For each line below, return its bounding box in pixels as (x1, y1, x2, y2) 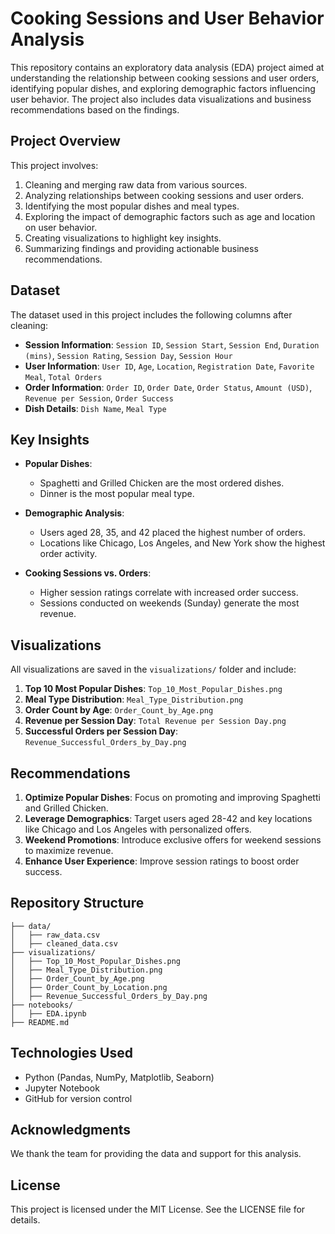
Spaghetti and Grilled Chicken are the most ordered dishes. (39, 477, 285, 489)
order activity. (39, 548, 98, 560)
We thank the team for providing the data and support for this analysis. (10, 1148, 302, 1160)
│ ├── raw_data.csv (10, 930, 101, 940)
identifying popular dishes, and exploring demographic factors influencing (10, 82, 316, 94)
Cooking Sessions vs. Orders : (24, 567, 152, 579)
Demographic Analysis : (24, 507, 125, 519)
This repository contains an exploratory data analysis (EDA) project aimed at (10, 61, 325, 73)
